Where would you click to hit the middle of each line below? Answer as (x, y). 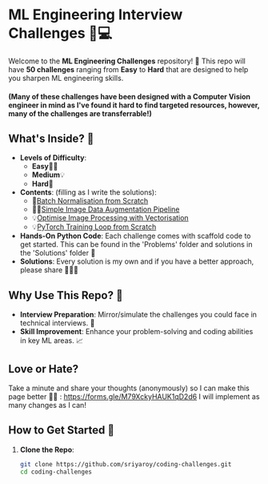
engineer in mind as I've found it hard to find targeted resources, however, (134, 105)
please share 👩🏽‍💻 (49, 270)
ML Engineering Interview (96, 15)
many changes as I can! (47, 405)
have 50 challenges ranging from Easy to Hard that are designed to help (128, 69)
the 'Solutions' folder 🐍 (58, 253)
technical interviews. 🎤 (57, 323)
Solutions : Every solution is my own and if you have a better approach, (137, 261)
